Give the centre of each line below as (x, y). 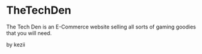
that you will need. (29, 33)
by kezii (16, 45)
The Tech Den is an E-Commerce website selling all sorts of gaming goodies (101, 27)
